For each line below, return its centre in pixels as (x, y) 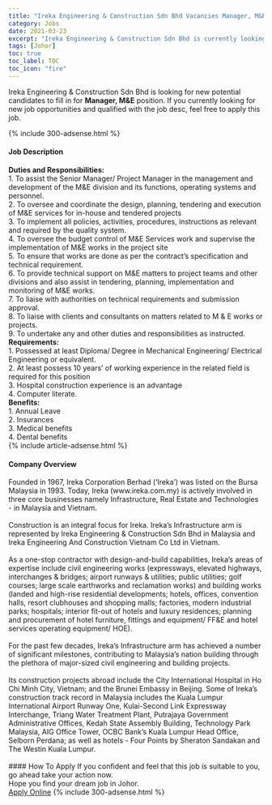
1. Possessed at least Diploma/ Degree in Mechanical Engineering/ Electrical (135, 350)
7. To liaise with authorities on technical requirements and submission (124, 299)
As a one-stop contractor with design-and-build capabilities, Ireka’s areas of (136, 559)
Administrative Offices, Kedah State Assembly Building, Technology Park (130, 723)
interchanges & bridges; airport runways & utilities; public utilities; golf (125, 577)
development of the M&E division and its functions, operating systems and (132, 186)
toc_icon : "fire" (38, 69)
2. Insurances (31, 419)
